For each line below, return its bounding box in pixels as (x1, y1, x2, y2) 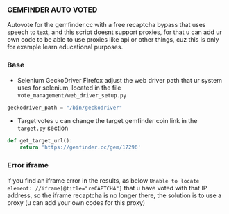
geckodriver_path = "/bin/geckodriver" (7, 104, 123, 111)
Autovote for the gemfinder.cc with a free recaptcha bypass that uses (7, 21, 206, 29)
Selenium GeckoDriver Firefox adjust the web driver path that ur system (17, 76, 222, 84)
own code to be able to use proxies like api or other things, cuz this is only (7, 35, 219, 44)
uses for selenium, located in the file (17, 83, 121, 92)
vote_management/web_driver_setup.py (17, 92, 127, 99)
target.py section (17, 124, 69, 133)
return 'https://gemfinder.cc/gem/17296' (19, 144, 141, 151)
